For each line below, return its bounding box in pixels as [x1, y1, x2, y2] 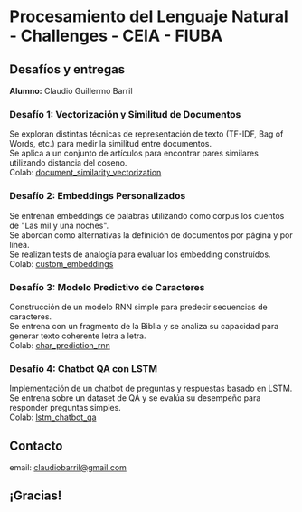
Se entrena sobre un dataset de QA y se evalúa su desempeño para [9, 393, 261, 403]
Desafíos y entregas [9, 62, 126, 77]
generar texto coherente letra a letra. [9, 330, 146, 341]
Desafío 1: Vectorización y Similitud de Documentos [9, 108, 241, 120]
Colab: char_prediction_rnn [9, 339, 110, 350]
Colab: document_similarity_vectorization [9, 167, 162, 178]
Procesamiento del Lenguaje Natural [9, 6, 289, 27]
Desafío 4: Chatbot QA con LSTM [9, 362, 158, 375]
